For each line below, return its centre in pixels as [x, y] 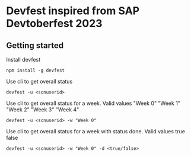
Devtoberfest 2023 [54, 23]
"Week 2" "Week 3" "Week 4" [43, 110]
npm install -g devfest [36, 71]
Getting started [35, 45]
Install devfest [23, 60]
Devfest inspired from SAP [73, 11]
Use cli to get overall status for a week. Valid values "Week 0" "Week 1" [93, 103]
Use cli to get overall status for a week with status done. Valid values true [96, 131]
